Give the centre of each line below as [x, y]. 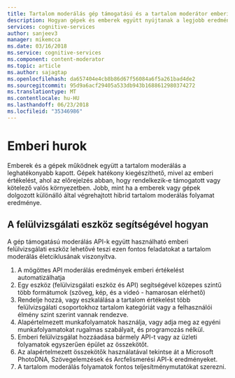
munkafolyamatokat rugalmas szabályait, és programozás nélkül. [111, 329]
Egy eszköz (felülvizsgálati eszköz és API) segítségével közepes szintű [119, 285]
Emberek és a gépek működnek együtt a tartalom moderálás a [97, 165]
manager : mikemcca [34, 40]
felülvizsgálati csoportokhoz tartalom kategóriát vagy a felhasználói [115, 307]
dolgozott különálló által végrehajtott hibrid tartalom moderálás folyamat [111, 195]
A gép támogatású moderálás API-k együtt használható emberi [98, 241]
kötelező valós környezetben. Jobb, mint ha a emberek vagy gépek [104, 188]
